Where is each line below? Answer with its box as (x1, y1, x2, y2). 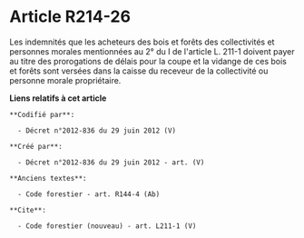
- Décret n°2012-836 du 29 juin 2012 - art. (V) (17, 157, 205, 167)
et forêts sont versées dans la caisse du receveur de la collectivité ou (9, 65, 269, 76)
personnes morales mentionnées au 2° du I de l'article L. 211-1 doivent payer (9, 45, 295, 56)
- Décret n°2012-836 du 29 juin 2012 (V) (17, 125, 177, 135)
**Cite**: (9, 205, 47, 214)
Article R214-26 (9, 6, 132, 27)
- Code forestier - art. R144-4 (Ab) (17, 189, 161, 199)
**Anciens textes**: (9, 174, 88, 183)
